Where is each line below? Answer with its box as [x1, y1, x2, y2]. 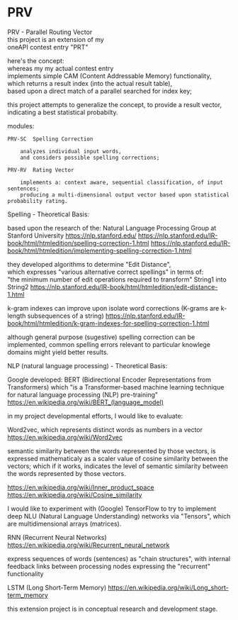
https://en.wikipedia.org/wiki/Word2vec [7, 433, 123, 441]
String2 [7, 282, 29, 291]
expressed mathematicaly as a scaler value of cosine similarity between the [7, 454, 229, 463]
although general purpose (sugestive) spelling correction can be [7, 333, 195, 341]
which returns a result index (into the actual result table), [7, 79, 172, 87]
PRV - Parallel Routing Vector [7, 28, 93, 36]
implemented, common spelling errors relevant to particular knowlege [7, 340, 211, 348]
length [7, 311, 26, 320]
